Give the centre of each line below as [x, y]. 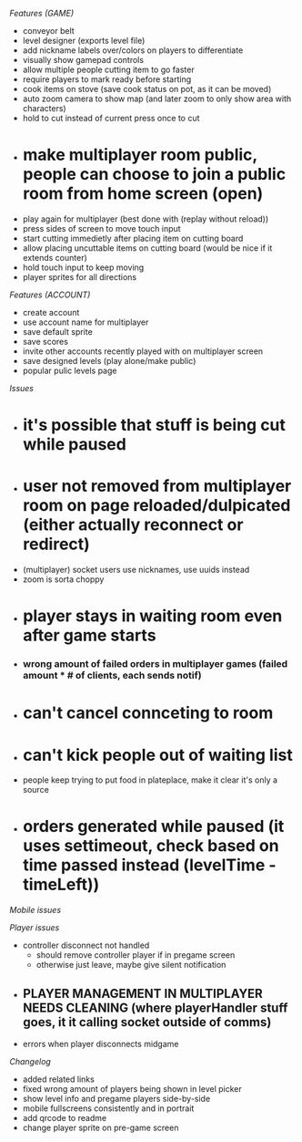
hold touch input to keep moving [83, 267]
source [36, 790]
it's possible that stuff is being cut [154, 426]
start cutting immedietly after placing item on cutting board [133, 238]
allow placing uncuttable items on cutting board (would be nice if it [147, 248]
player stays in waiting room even [152, 616]
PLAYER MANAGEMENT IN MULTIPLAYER [143, 993]
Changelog [30, 1062]
